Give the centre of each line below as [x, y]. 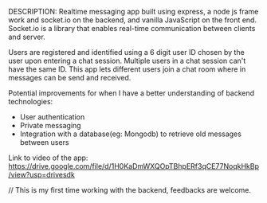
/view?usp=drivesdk [42, 175]
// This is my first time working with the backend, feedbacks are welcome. [130, 190]
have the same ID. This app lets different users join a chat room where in [127, 69]
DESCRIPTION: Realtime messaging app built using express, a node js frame [133, 12]
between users [44, 142]
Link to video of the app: [48, 158]
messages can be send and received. [70, 78]
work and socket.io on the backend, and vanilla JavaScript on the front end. [133, 20]
